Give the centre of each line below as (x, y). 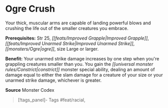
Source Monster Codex (30, 90)
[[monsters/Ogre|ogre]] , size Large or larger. (52, 49)
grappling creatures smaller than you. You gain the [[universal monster (79, 64)
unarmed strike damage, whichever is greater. (53, 80)
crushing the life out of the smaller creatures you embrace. (67, 28)
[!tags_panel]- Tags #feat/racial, (51, 100)
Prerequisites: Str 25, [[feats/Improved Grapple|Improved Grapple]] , (77, 38)
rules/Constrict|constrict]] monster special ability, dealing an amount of (80, 69)
